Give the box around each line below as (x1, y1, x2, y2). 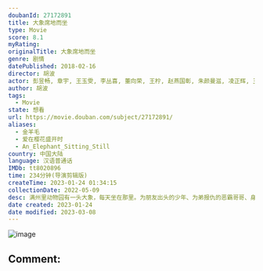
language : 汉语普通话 (8, 157, 73, 165)
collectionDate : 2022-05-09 (8, 186, 100, 194)
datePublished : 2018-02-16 (8, 63, 96, 70)
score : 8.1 (8, 33, 44, 42)
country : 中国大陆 (8, 150, 64, 157)
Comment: (8, 252, 61, 266)
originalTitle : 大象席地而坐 (8, 48, 96, 56)
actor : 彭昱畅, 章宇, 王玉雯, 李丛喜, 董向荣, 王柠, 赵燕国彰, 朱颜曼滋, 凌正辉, (8, 77, 250, 85)
